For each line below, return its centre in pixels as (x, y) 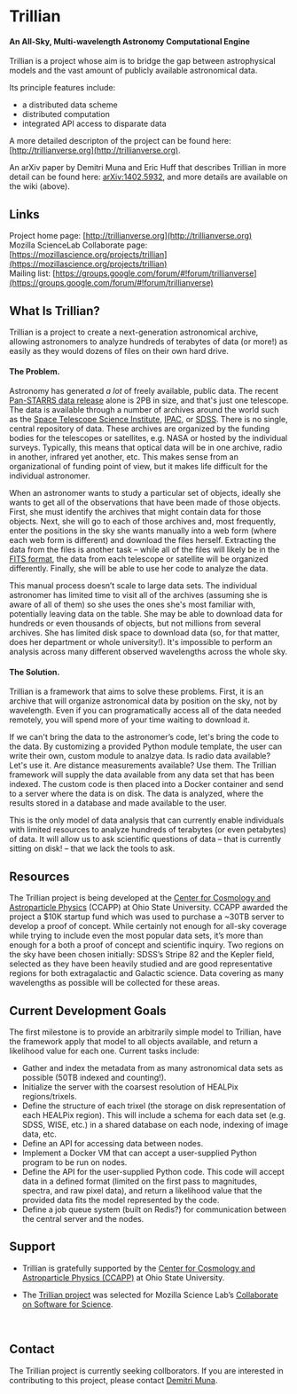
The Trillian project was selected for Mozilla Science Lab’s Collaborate (150, 1295)
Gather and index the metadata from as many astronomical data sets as (152, 1068)
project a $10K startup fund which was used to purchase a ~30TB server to (147, 917)
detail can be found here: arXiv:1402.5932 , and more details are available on (148, 177)
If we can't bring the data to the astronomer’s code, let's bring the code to (144, 737)
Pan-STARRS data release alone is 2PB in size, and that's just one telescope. (149, 400)
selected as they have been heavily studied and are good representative (141, 964)
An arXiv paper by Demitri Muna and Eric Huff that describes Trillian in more (148, 168)
